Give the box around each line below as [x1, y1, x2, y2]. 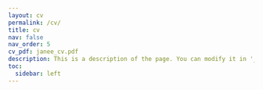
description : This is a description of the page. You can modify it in [8, 56, 247, 63]
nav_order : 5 [8, 41, 51, 49]
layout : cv [8, 11, 44, 20]
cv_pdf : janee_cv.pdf [8, 48, 79, 56]
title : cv [8, 26, 41, 34]
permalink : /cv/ [8, 19, 61, 27]
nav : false [8, 33, 44, 41]
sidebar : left [15, 70, 61, 77]
